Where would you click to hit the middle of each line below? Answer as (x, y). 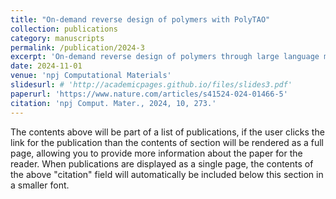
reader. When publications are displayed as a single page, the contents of (162, 163)
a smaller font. (40, 185)
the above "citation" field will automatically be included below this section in (167, 174)
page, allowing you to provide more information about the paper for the (156, 153)
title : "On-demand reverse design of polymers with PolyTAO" (140, 19)
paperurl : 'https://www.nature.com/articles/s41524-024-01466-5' (149, 94)
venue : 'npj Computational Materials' (91, 76)
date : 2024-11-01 (46, 66)
